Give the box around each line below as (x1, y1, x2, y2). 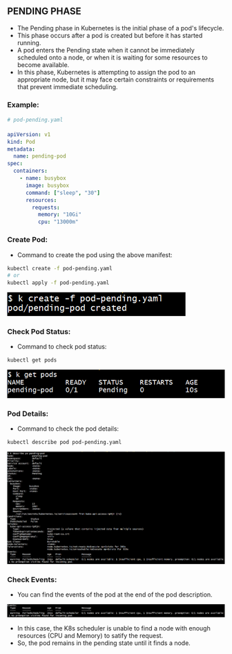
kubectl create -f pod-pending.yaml (7, 265, 113, 272)
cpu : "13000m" (37, 218, 79, 225)
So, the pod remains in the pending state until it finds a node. (17, 639, 191, 647)
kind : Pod (7, 138, 36, 145)
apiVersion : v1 (7, 131, 51, 138)
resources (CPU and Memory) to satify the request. (17, 631, 164, 639)
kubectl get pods (7, 357, 57, 364)
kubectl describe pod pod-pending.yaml (7, 439, 122, 446)
